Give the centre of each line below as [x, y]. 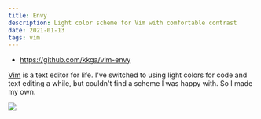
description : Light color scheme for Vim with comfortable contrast [123, 23]
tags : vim [24, 37]
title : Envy [28, 15]
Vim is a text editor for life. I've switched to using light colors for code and [128, 75]
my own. [22, 92]
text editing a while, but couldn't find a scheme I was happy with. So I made [130, 84]
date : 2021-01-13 [37, 30]
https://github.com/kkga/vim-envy [75, 60]
